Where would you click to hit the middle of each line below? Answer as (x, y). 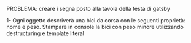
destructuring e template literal (45, 33)
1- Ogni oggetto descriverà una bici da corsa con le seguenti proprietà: (96, 20)
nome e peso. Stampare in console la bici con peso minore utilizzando (95, 27)
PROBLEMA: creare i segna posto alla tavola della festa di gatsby (88, 9)
